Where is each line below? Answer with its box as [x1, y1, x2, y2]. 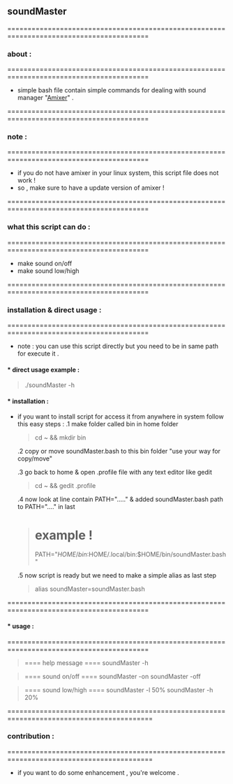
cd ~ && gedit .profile [34, 482, 96, 490]
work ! [17, 176, 36, 185]
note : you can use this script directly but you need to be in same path [17, 342, 218, 350]
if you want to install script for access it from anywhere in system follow [17, 412, 225, 421]
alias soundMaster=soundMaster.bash [34, 584, 145, 594]
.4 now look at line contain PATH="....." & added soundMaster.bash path [17, 495, 223, 503]
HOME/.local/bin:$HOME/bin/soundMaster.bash [88, 550, 227, 559]
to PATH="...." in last [17, 503, 75, 511]
